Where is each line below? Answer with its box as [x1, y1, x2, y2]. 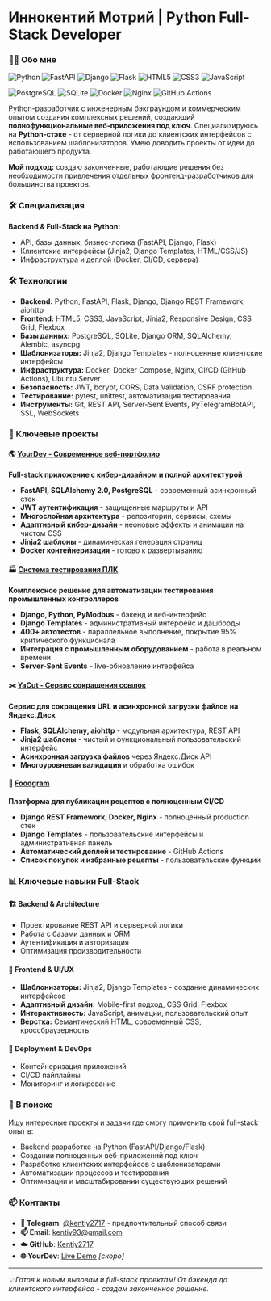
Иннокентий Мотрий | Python [8, 8, 216, 27]
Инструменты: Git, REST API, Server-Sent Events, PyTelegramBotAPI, [19, 400, 256, 410]
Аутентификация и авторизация [19, 937, 129, 947]
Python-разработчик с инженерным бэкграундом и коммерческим [8, 103, 242, 113]
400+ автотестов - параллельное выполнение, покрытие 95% [19, 627, 237, 637]
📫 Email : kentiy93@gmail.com [19, 1227, 123, 1236]
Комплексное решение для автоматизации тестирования [8, 586, 214, 596]
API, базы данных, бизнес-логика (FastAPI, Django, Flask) [19, 237, 217, 246]
